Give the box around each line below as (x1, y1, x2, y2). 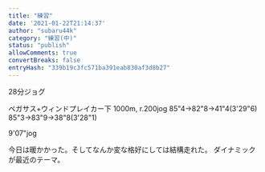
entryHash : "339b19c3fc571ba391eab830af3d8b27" (8, 64, 171, 72)
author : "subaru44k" (8, 26, 78, 34)
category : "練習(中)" (8, 34, 77, 42)
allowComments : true (8, 49, 78, 57)
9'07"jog (8, 128, 38, 138)
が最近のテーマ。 (8, 154, 65, 164)
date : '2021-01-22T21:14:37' (8, 19, 106, 27)
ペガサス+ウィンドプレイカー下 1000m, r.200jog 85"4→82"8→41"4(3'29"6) (8, 103, 258, 113)
